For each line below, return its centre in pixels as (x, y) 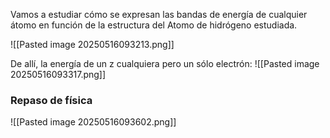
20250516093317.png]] (58, 74)
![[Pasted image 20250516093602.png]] (93, 122)
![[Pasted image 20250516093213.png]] (92, 44)
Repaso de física (51, 100)
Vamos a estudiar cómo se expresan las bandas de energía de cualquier (159, 14)
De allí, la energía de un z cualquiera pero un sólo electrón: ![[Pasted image (165, 63)
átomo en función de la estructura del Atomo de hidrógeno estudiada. (154, 25)
